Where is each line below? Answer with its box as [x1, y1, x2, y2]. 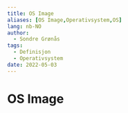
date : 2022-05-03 [7, 61, 57, 68]
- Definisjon [13, 49, 51, 56]
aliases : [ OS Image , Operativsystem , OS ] [7, 17, 122, 23]
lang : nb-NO [7, 23, 42, 30]
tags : [7, 42, 23, 49]
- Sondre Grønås [13, 36, 60, 43]
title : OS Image [7, 10, 54, 17]
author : [7, 29, 30, 37]
